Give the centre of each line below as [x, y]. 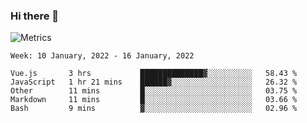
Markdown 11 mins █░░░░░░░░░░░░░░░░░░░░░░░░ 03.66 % [154, 100]
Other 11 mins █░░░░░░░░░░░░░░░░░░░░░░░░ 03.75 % [154, 91]
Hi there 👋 [35, 16]
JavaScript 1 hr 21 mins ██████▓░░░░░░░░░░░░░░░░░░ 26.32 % [154, 82]
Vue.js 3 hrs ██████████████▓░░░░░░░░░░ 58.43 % [154, 74]
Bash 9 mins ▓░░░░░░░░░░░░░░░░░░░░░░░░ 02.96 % [154, 109]
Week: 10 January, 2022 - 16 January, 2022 [102, 56]
